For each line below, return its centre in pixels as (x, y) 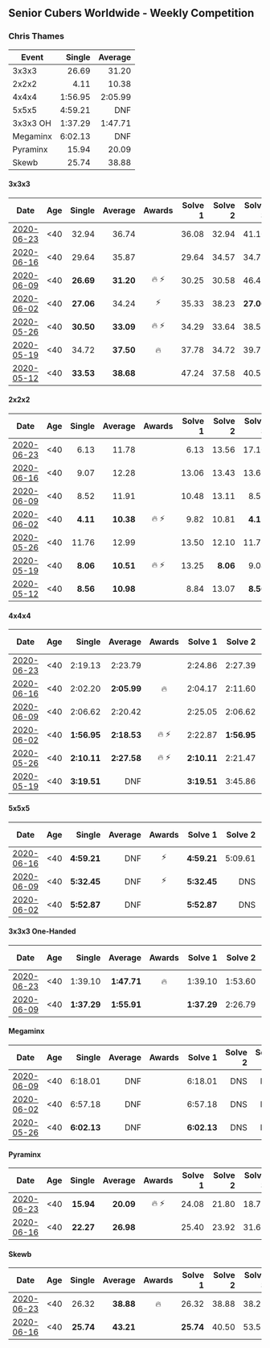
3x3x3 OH (32, 123)
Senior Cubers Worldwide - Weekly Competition (131, 13)
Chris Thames (36, 36)
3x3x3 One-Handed (42, 931)
